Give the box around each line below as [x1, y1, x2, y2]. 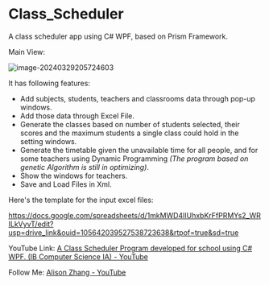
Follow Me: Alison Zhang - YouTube [8, 267, 126, 277]
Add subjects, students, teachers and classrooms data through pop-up [19, 93, 256, 103]
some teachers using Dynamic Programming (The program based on [19, 154, 249, 163]
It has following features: [8, 78, 91, 88]
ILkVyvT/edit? [8, 219, 54, 229]
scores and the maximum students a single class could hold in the [19, 128, 239, 138]
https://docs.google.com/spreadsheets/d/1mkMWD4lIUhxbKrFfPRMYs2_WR [8, 210, 262, 220]
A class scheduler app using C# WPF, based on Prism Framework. [8, 31, 228, 41]
